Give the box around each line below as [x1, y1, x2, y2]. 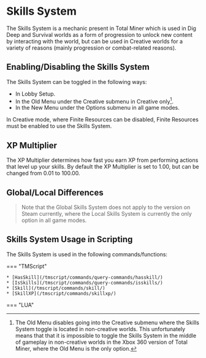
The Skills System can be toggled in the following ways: [6, 78, 147, 85]
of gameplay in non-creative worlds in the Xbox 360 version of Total [15, 338, 188, 346]
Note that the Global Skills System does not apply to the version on [21, 204, 191, 211]
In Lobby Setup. [15, 90, 56, 97]
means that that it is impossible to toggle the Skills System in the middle [15, 332, 197, 339]
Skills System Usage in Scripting [6, 234, 133, 245]
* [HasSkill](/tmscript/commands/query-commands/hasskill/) [6, 274, 164, 280]
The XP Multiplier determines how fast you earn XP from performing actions [6, 156, 199, 164]
